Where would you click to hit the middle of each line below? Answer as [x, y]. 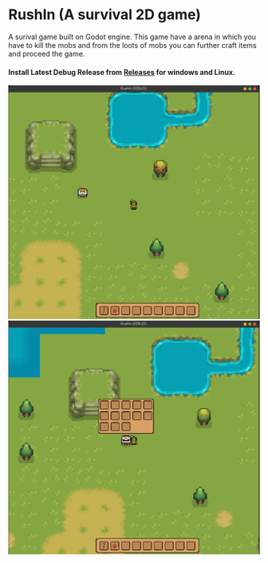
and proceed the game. [47, 53]
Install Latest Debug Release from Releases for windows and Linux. [122, 72]
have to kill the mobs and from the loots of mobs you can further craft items [132, 45]
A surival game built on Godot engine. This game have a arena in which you [132, 37]
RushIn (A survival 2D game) [105, 15]
